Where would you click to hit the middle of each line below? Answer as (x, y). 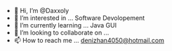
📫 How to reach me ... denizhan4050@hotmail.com (89, 40)
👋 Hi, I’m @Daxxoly (41, 11)
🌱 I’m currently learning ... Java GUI (65, 25)
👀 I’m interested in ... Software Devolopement (79, 18)
